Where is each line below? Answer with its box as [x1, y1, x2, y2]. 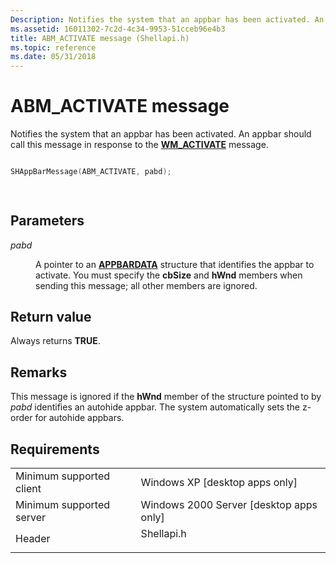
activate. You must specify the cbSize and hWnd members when [35, 269, 303, 281]
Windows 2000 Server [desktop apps [140, 498, 318, 512]
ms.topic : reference [10, 42, 97, 53]
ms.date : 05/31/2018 [10, 52, 97, 62]
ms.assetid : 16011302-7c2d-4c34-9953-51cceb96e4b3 [10, 24, 226, 34]
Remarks [10, 364, 68, 381]
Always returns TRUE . [10, 335, 101, 347]
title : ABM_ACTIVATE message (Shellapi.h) [10, 33, 190, 43]
